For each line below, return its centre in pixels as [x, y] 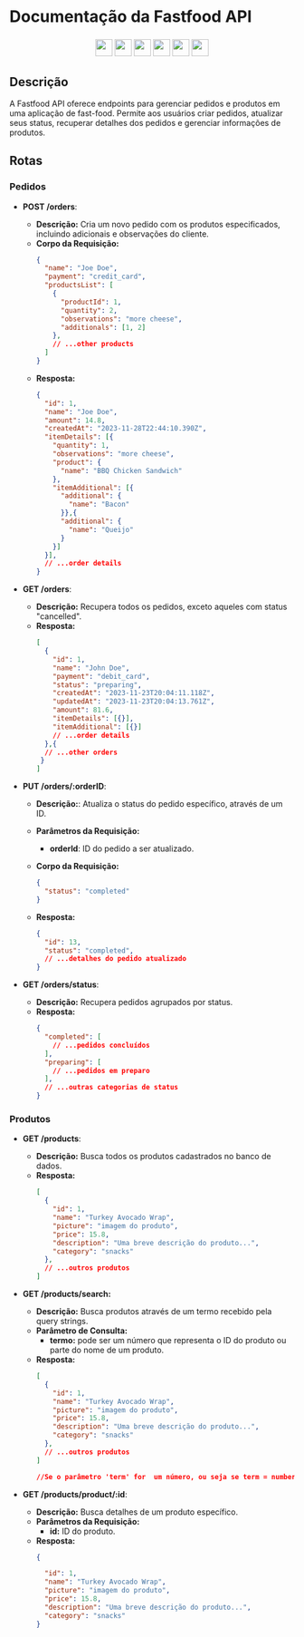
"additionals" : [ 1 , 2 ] [103, 327]
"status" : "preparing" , [97, 685]
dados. [49, 1166]
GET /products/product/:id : [75, 1494]
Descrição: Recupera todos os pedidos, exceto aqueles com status [161, 607]
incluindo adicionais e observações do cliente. [123, 234]
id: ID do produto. [82, 1531]
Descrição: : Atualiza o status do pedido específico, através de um [159, 804]
